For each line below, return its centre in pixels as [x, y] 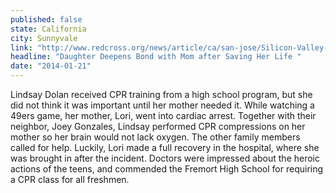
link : [21, 47]
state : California [48, 29]
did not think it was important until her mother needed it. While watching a [162, 105]
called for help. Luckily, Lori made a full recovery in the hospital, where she [165, 147]
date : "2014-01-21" [51, 66]
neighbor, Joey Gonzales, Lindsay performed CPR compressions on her [158, 126]
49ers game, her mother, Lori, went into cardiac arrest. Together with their [163, 115]
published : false [46, 19]
